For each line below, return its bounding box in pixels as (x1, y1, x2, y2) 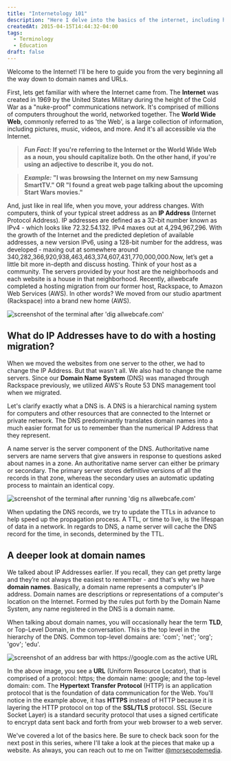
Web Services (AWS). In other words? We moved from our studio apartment (7, 289, 222, 297)
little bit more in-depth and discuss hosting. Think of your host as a (7, 260, 197, 268)
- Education (13, 42, 48, 49)
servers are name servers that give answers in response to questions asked (7, 451, 222, 460)
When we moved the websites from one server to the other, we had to (7, 359, 205, 367)
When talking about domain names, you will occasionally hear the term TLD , (7, 618, 223, 626)
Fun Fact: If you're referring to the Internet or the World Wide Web (23, 145, 217, 154)
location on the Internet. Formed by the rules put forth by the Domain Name (7, 597, 221, 605)
